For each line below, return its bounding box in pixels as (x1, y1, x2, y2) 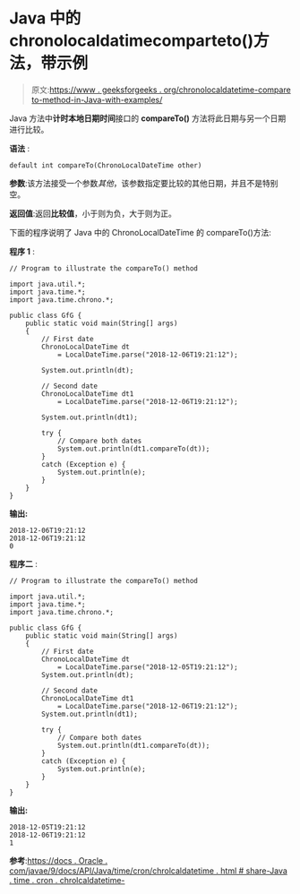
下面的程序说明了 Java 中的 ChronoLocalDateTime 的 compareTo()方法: (9, 227, 271, 237)
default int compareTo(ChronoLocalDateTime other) (9, 160, 202, 170)
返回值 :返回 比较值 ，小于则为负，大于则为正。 (9, 208, 177, 219)
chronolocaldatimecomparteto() (9, 30, 253, 51)
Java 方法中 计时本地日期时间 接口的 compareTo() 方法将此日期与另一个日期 (9, 113, 287, 124)
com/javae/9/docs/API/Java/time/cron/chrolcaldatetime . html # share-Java (9, 865, 288, 876)
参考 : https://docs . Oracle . (9, 855, 108, 865)
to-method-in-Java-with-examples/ (30, 94, 163, 105)
